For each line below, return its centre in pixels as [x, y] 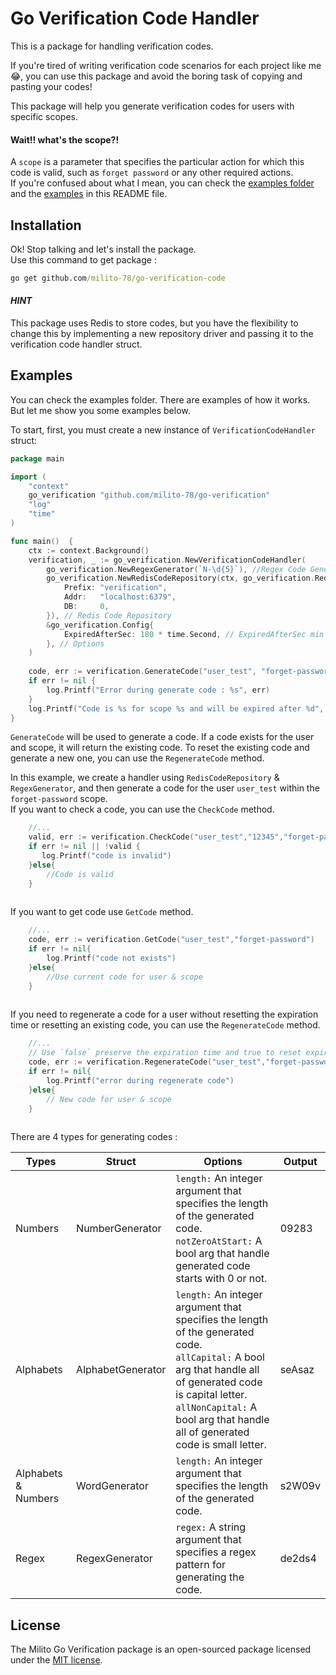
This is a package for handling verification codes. [112, 46]
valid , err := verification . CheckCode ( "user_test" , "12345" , [156, 837]
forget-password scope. [59, 799]
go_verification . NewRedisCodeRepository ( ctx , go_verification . [180, 578]
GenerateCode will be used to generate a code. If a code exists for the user [162, 737]
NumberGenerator [119, 1229]
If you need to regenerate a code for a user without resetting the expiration [164, 1014]
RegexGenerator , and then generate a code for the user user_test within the [165, 788]
